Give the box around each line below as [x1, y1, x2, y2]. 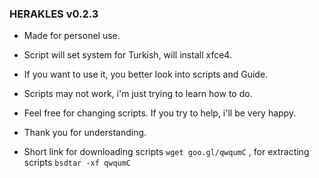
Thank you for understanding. [23, 127, 147, 139]
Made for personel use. [23, 30, 121, 42]
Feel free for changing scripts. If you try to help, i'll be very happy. [23, 107, 297, 119]
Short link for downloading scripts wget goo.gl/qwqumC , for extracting [23, 146, 310, 158]
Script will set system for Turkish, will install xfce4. [23, 49, 232, 61]
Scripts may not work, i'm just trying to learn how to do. [23, 88, 253, 100]
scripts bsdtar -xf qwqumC [23, 157, 132, 169]
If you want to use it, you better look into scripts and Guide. [23, 68, 269, 81]
